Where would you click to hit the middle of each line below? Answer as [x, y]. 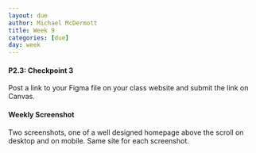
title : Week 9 [32, 30]
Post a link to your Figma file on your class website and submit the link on [128, 88]
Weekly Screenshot [41, 114]
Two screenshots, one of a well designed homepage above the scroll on [126, 132]
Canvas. [22, 97]
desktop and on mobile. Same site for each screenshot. [99, 140]
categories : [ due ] [39, 38]
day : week [25, 45]
